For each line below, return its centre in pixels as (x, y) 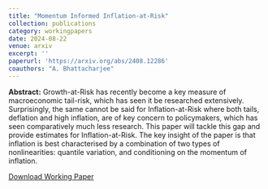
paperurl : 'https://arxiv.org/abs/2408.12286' (89, 62)
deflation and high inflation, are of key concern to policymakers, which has (133, 118)
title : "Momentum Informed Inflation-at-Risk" (89, 16)
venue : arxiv (30, 46)
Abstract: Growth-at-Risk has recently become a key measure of (117, 92)
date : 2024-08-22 (38, 39)
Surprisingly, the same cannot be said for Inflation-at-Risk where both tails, (134, 109)
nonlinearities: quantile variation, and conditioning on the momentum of (128, 152)
